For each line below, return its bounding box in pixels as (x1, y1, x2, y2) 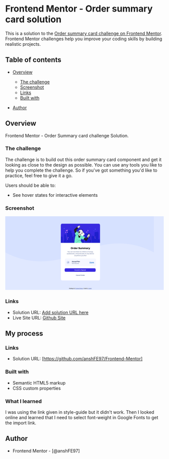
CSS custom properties (12, 385, 61, 391)
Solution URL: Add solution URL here (12, 309, 89, 315)
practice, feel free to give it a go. (5, 172, 73, 179)
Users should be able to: (5, 182, 56, 188)
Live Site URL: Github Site (12, 315, 66, 321)
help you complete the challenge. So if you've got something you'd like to (5, 167, 157, 173)
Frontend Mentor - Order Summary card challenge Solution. (5, 132, 129, 138)
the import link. (5, 420, 37, 426)
